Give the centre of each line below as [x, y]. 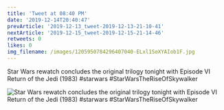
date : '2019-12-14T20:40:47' [49, 20]
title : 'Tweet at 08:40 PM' [47, 13]
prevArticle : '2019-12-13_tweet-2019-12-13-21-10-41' [86, 26]
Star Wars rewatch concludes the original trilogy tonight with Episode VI [109, 71]
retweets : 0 [24, 39]
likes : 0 [20, 45]
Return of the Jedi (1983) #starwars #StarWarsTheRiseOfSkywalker [102, 78]
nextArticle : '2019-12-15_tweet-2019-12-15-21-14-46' [86, 33]
